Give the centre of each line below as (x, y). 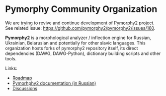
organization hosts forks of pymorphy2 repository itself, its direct (72, 48)
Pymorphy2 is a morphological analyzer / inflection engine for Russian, (78, 38)
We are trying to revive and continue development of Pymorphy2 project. (80, 23)
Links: (11, 68)
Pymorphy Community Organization (81, 9)
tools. (11, 58)
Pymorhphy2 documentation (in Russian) (54, 83)
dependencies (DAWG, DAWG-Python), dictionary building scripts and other (83, 53)
